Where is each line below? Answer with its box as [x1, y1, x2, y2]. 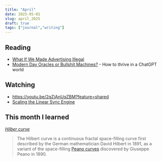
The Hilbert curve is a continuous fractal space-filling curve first [17, 135, 146, 141]
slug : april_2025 [5, 16, 40, 21]
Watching [5, 81, 35, 89]
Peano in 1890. [17, 151, 47, 157]
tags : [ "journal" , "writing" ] [5, 25, 64, 30]
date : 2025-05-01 [5, 12, 40, 17]
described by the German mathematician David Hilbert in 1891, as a [17, 141, 152, 146]
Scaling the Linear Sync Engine [12, 99, 75, 105]
